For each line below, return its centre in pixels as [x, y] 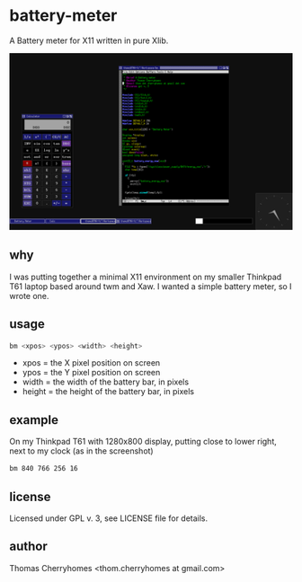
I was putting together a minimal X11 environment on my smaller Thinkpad [146, 277]
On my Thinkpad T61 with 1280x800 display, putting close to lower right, [143, 442]
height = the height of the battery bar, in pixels [108, 392]
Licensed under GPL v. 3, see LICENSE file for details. [109, 518]
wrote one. [29, 295]
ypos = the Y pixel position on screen [91, 373]
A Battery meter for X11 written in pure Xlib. [89, 40]
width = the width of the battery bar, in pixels [106, 382]
